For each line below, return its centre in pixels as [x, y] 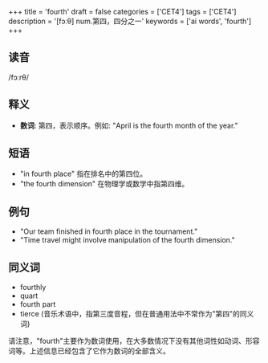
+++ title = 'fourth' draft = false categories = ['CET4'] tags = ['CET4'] [122, 12]
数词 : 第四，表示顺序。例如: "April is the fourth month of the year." [129, 125]
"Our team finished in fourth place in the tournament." [109, 231]
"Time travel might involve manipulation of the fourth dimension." [127, 240]
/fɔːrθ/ [19, 77]
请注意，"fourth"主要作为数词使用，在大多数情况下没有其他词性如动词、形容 [134, 341]
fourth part [38, 304]
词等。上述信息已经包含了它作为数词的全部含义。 [89, 351]
